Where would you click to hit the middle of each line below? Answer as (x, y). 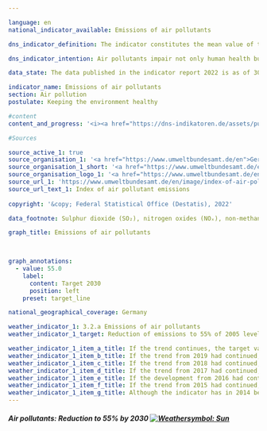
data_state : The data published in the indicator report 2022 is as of (129, 73)
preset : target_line (56, 298)
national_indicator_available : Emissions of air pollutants (110, 30)
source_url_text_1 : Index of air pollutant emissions (99, 189)
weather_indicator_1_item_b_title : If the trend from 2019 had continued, (135, 356)
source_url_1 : (32, 182)
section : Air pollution (48, 95)
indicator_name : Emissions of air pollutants (85, 87)
